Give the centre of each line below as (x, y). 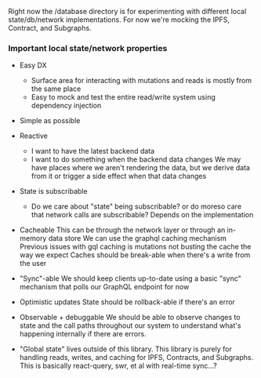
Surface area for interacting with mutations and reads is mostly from (141, 81)
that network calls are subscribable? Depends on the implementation (142, 215)
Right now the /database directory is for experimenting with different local (127, 11)
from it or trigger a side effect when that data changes (119, 176)
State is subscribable (53, 191)
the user (33, 264)
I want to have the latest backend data (93, 151)
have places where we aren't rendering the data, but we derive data (141, 168)
